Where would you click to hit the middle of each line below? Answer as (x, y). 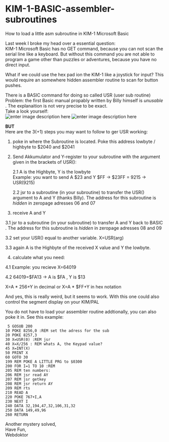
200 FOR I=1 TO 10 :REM (30, 366)
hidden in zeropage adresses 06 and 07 (54, 203)
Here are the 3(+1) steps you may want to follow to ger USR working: (76, 131)
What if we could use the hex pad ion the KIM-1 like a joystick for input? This (84, 74)
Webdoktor (17, 434)
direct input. (18, 65)
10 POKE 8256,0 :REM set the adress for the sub (57, 331)
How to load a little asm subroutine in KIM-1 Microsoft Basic (67, 33)
